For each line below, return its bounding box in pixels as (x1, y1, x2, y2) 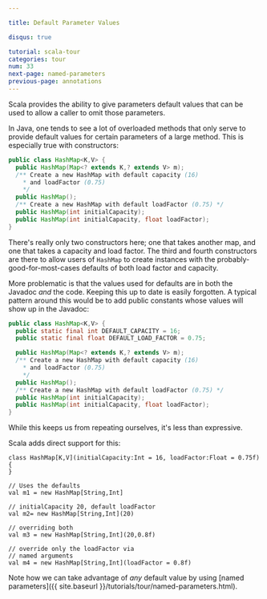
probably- (216, 254, 250, 264)
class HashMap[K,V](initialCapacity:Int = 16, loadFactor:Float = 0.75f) (8, 454, 261, 462)
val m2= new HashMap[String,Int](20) (8, 510, 135, 518)
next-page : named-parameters (8, 70, 106, 78)
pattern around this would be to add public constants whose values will (8, 295, 244, 305)
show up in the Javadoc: (8, 304, 90, 313)
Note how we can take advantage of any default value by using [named (8, 573, 245, 583)
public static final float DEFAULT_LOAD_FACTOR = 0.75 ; (15, 334, 206, 343)
